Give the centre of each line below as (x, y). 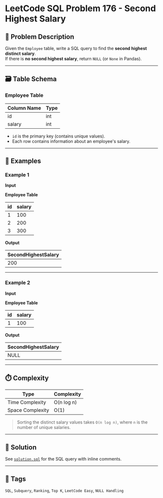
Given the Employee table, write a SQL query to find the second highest (76, 48)
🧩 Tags (16, 479)
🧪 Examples (23, 161)
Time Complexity (27, 402)
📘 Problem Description (40, 37)
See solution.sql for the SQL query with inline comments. (63, 459)
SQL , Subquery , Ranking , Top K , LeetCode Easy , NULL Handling (64, 491)
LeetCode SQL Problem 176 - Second (81, 9)
